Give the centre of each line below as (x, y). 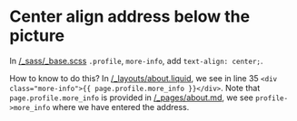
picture (37, 36)
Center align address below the (130, 17)
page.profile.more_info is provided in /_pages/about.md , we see (132, 98)
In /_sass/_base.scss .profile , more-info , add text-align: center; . (136, 60)
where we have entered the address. (121, 107)
